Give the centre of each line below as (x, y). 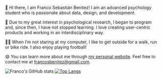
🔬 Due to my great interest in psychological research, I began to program (78, 22)
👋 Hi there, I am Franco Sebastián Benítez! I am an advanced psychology (78, 8)
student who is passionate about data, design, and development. (70, 13)
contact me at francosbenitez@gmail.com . (48, 62)
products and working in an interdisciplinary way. (55, 32)
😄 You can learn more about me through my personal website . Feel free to (80, 57)
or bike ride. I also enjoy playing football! (46, 47)
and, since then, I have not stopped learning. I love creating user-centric (78, 27)
